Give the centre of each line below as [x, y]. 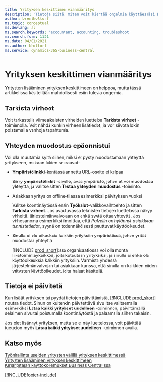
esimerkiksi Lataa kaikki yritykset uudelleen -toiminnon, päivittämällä [75, 308]
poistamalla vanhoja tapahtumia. [37, 130]
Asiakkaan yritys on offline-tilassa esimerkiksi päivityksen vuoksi [77, 196]
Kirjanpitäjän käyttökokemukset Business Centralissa [58, 365]
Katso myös [24, 343]
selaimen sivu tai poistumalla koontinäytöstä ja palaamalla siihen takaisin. [78, 313]
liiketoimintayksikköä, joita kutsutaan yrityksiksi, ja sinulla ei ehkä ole [81, 255]
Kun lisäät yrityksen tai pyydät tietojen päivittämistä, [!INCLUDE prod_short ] [81, 298]
